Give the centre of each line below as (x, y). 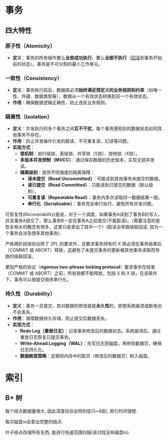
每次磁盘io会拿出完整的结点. (34, 421)
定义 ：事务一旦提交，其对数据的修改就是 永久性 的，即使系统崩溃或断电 (85, 306)
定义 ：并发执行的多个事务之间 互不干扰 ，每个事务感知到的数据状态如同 (85, 129)
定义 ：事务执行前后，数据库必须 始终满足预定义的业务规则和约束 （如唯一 (87, 90)
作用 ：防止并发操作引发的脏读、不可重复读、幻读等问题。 (72, 141)
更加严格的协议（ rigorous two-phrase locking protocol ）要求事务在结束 (80, 267)
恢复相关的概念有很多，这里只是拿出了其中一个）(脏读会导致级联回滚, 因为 (82, 227)
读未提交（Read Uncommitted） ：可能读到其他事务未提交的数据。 (95, 179)
